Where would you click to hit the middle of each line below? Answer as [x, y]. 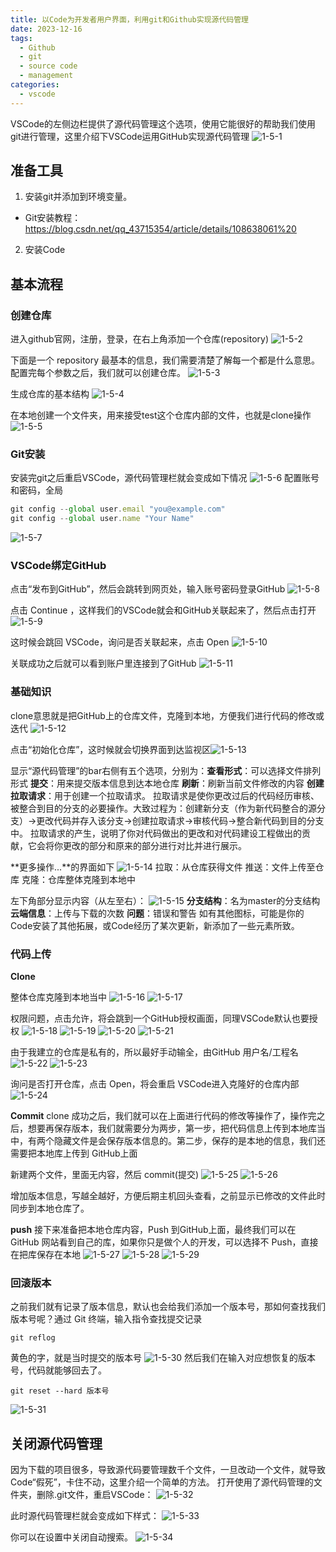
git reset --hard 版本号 [60, 1391]
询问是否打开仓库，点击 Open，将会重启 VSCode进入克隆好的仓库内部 [155, 1084]
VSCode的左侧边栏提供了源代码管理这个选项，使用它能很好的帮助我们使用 [163, 123]
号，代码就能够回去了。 [58, 1370]
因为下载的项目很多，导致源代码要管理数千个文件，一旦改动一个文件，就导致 [168, 1470]
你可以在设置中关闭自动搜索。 [71, 1537]
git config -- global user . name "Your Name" [102, 519]
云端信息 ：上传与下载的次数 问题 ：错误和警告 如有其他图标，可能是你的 [157, 913]
